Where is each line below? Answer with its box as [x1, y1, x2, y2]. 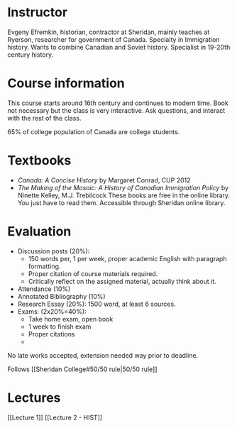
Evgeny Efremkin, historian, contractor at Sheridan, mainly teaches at [7, 28, 210, 36]
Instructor [7, 4, 68, 21]
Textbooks [7, 153, 72, 169]
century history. [7, 50, 54, 59]
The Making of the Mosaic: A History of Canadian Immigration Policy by [17, 183, 229, 192]
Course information [7, 75, 126, 92]
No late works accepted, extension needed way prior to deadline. [7, 351, 199, 359]
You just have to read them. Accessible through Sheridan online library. [17, 198, 226, 207]
